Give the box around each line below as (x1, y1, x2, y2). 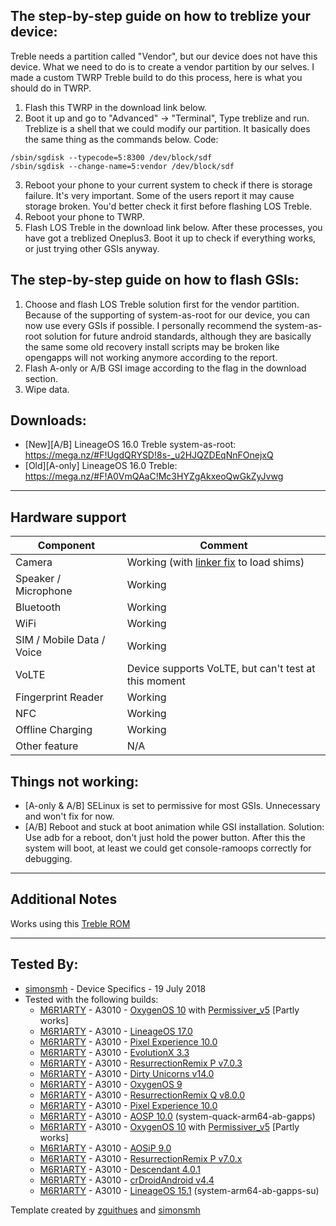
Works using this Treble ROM (10, 917, 131, 929)
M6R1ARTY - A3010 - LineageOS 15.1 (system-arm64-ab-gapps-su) (39, 1184, 320, 1196)
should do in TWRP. (10, 82, 92, 94)
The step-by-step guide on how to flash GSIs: (10, 272, 300, 289)
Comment (199, 539, 248, 553)
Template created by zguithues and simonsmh (10, 1204, 201, 1216)
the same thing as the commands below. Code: (24, 133, 219, 145)
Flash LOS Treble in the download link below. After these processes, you (24, 221, 323, 233)
